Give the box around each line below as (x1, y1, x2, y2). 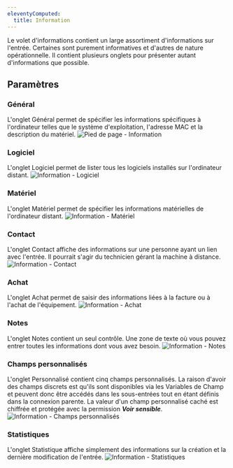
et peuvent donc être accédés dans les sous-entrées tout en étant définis (7, 390, 219, 398)
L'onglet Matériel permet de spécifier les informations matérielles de (7, 204, 204, 213)
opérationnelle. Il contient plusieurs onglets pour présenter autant (7, 50, 196, 59)
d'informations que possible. (7, 58, 90, 66)
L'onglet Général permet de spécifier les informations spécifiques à (7, 115, 202, 124)
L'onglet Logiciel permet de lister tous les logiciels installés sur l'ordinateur (7, 164, 223, 172)
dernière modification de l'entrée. (7, 453, 104, 462)
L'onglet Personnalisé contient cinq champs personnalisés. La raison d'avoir (7, 375, 226, 383)
